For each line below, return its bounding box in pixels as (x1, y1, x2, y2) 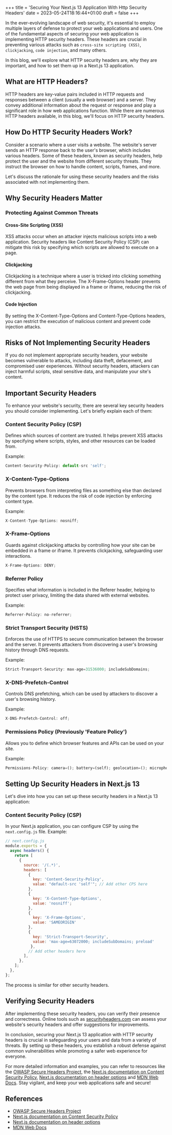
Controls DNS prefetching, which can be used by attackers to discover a (5, 690, 158, 697)
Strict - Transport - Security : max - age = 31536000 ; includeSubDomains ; (5, 667, 150, 672)
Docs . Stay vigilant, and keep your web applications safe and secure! (5, 1079, 151, 1086)
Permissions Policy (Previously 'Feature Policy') (5, 728, 127, 735)
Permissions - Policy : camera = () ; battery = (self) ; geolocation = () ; (5, 765, 147, 771)
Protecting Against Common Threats (5, 209, 99, 216)
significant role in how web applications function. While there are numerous (5, 108, 165, 114)
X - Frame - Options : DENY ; (5, 563, 56, 568)
